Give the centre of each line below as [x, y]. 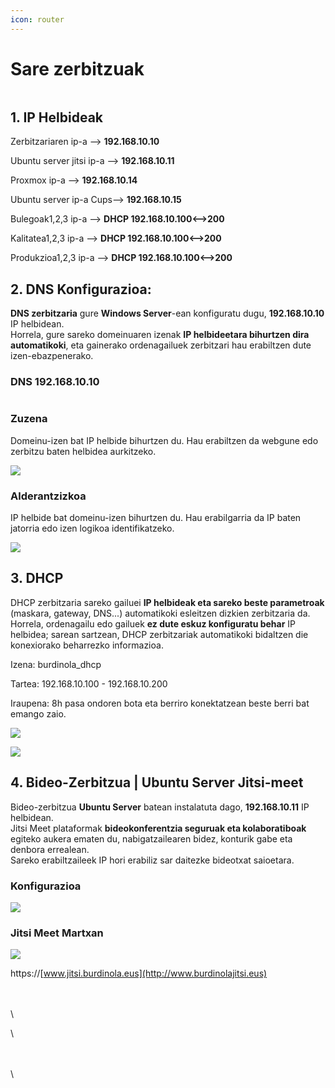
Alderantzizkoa [48, 496]
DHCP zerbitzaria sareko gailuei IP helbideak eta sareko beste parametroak [167, 602]
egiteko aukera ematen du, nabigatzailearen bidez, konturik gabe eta [151, 838]
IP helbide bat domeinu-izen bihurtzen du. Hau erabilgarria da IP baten [156, 518]
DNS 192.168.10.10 [55, 382]
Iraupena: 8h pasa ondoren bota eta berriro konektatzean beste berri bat [160, 703]
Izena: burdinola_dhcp [56, 664]
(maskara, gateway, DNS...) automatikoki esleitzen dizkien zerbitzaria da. [160, 613]
